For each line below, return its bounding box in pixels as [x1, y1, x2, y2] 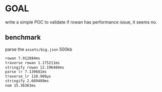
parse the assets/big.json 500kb [5, 46, 72, 52]
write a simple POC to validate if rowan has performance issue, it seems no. [5, 19, 158, 25]
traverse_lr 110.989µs [5, 74, 51, 79]
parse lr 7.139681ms [5, 69, 47, 74]
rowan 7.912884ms [5, 56, 40, 61]
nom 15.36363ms [5, 83, 36, 88]
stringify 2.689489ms [5, 79, 49, 84]
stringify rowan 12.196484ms [5, 65, 64, 70]
